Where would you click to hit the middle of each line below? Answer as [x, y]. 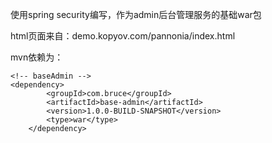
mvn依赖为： [37, 57]
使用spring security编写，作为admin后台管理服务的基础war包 [136, 14]
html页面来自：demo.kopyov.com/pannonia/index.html [123, 36]
